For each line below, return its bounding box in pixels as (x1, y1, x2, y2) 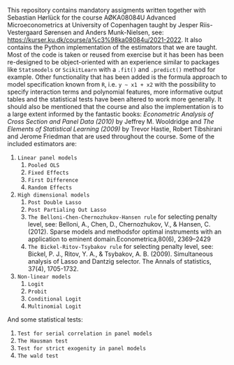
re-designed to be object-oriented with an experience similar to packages (7, 58, 220, 66)
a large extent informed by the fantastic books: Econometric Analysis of (7, 110, 214, 118)
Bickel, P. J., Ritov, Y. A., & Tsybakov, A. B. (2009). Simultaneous (27, 250, 213, 258)
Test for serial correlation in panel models (17, 330, 152, 337)
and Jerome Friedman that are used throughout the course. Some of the (7, 132, 215, 141)
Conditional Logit (27, 296, 82, 303)
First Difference (27, 177, 79, 184)
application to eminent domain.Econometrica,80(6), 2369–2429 (27, 235, 212, 243)
